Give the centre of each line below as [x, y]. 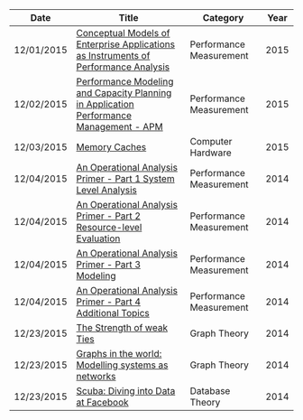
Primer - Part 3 [109, 264]
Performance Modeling [125, 82]
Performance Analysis [123, 67]
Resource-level [109, 227]
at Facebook [102, 402]
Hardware [211, 153]
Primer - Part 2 [109, 216]
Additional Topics [113, 313]
